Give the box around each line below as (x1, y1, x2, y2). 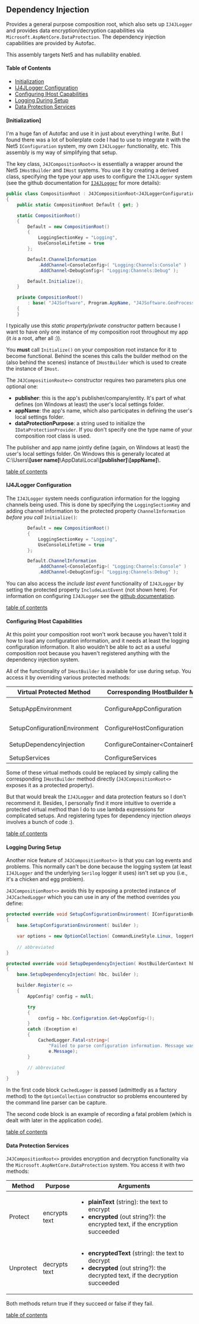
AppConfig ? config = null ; (27, 993, 94, 999)
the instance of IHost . (6, 365, 59, 372)
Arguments (117, 1182, 150, 1190)
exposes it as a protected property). (6, 782, 94, 789)
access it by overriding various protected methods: (6, 674, 131, 681)
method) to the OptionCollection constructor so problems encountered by (6, 1093, 188, 1100)
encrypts (43, 1209, 68, 1218)
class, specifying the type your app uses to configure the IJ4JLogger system (6, 173, 192, 180)
